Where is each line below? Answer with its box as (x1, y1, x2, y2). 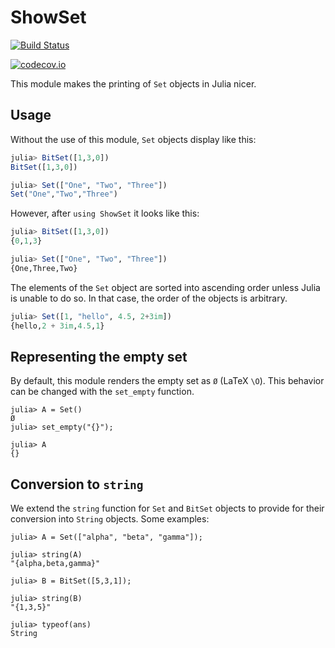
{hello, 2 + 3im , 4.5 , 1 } (10, 321, 105, 331)
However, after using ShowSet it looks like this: (10, 207, 200, 220)
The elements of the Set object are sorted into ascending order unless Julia (10, 281, 321, 293)
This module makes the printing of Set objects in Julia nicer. (10, 77, 257, 90)
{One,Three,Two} (10, 263, 78, 273)
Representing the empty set (10, 348, 188, 365)
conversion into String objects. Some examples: (10, 513, 210, 525)
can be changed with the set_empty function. (10, 386, 195, 398)
